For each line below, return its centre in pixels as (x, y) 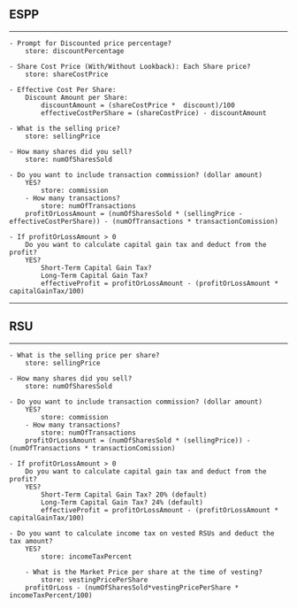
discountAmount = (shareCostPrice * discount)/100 (138, 105)
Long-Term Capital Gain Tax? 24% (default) (122, 502)
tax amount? (31, 541)
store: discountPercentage (75, 51)
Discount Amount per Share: (76, 97)
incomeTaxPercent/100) (51, 595)
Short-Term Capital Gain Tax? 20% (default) (124, 495)
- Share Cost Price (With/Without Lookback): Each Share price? (130, 66)
